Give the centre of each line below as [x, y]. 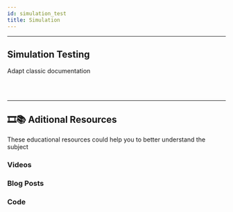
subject [18, 147]
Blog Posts [26, 184]
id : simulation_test [37, 13]
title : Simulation [34, 20]
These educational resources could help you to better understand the [106, 139]
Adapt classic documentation [49, 71]
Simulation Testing [49, 54]
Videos [19, 165]
